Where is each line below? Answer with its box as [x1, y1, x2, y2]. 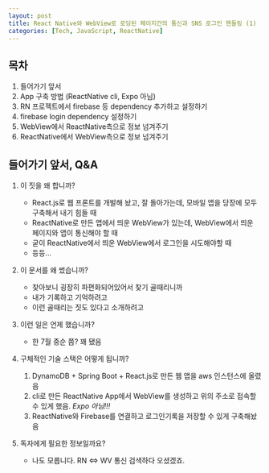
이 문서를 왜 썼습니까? [19, 265, 88, 275]
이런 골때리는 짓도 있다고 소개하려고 [31, 303, 145, 312]
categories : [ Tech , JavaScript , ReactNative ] [8, 27, 163, 35]
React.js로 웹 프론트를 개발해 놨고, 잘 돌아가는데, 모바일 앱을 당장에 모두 [31, 198, 258, 207]
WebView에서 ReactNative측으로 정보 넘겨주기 [19, 122, 169, 131]
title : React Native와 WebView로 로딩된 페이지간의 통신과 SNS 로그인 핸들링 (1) [8, 19, 257, 27]
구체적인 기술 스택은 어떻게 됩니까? [19, 354, 129, 363]
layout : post [8, 11, 52, 20]
